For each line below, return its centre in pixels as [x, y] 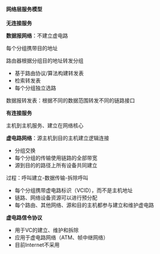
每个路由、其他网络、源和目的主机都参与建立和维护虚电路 [84, 205]
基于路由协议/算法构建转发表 [49, 73]
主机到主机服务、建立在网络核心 [45, 126]
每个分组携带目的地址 [32, 48]
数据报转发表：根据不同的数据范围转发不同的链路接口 [71, 101]
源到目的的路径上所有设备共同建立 [56, 166]
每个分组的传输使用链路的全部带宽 [56, 158]
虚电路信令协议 [24, 217]
